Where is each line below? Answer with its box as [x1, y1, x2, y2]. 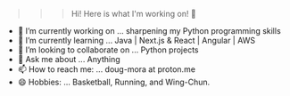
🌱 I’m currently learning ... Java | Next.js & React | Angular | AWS [17, 36, 256, 45]
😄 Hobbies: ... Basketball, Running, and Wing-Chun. [17, 76, 211, 87]
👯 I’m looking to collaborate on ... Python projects [17, 44, 199, 55]
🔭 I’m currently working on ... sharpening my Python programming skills [17, 26, 281, 36]
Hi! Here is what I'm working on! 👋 [70, 9, 196, 19]
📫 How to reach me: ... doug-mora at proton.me [17, 64, 196, 75]
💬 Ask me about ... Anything [17, 54, 120, 64]
